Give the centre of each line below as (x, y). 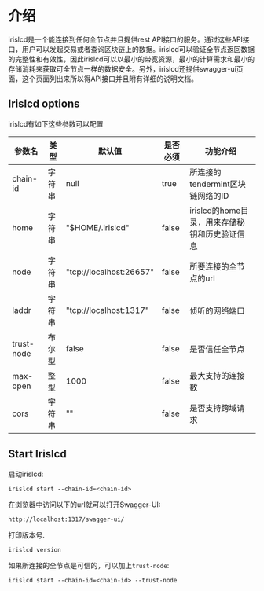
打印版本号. (27, 534)
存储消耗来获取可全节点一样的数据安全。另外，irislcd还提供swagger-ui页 (126, 68)
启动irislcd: (26, 474)
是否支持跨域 (213, 408)
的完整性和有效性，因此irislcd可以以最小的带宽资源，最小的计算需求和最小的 (132, 59)
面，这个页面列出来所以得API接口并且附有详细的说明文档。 (103, 79)
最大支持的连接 (217, 376)
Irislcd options (44, 104)
